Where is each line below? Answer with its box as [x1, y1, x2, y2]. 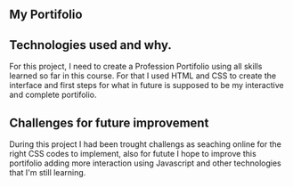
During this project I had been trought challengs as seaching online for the [9, 139, 282, 150]
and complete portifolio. [9, 89, 97, 101]
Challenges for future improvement [9, 115, 209, 130]
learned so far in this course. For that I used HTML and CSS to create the [9, 70, 277, 81]
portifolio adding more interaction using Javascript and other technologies [9, 158, 282, 168]
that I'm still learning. [9, 167, 86, 178]
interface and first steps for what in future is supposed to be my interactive [9, 80, 284, 91]
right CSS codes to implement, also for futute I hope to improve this [9, 149, 256, 159]
